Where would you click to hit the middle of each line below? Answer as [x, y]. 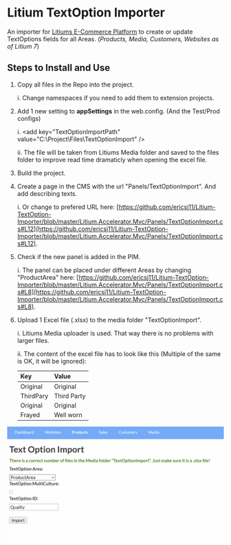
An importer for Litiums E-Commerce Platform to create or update [100, 32]
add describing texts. [47, 193]
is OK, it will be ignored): [52, 361]
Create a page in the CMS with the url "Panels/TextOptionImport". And [117, 186]
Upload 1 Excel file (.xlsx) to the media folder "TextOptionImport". [109, 320]
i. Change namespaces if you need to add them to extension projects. [115, 98]
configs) [29, 118]
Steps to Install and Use [59, 68]
